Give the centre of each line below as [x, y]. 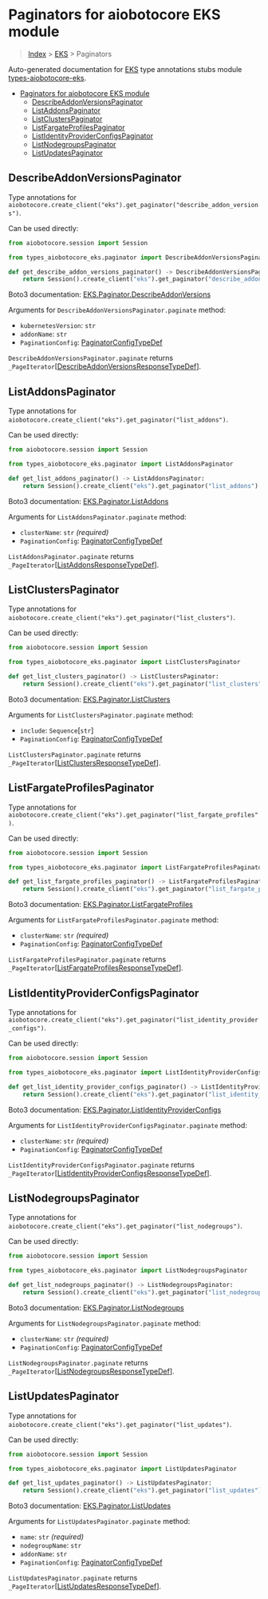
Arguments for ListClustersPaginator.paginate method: [101, 714]
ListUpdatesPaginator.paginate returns [73, 1578]
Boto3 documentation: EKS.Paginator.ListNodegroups [97, 1307]
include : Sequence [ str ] [57, 730]
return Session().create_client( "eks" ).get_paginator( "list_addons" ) [141, 486]
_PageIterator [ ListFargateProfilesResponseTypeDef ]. [96, 968]
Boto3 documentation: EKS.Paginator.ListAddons [89, 501]
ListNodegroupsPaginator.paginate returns [79, 1362]
